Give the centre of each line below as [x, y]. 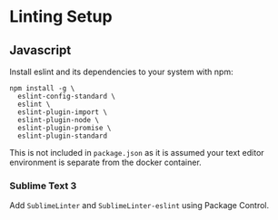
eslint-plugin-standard [62, 136]
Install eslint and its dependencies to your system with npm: [121, 72]
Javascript [40, 50]
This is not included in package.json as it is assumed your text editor [137, 153]
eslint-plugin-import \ [62, 112]
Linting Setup [61, 17]
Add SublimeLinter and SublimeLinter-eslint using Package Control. [139, 206]
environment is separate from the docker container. [105, 162]
